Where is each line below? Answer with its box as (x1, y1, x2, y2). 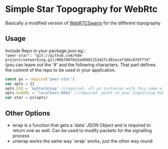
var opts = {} (5, 81, 35, 86)
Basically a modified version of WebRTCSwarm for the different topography (5, 20, 161, 26)
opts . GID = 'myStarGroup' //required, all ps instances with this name (5, 86, 157, 91)
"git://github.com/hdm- (34, 53, 84, 58)
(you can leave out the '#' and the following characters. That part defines (5, 61, 156, 68)
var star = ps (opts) (5, 95, 48, 100)
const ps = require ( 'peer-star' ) (5, 76, 75, 82)
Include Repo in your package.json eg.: (5, 47, 86, 53)
